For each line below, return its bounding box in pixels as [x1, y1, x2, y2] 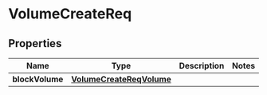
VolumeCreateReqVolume [71, 73, 171, 85]
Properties [8, 37, 62, 50]
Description [179, 61, 225, 71]
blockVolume [12, 73, 64, 85]
